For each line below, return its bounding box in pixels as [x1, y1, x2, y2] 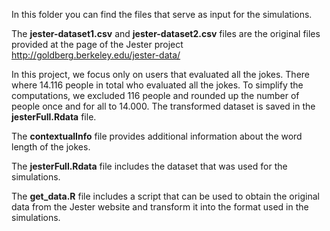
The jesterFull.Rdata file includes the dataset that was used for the [11, 160, 288, 172]
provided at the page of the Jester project [11, 39, 184, 50]
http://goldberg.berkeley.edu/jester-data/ [11, 49, 181, 61]
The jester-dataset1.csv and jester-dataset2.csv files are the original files [11, 28, 321, 39]
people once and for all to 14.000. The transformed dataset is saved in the [11, 100, 316, 112]
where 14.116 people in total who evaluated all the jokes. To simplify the [11, 79, 304, 91]
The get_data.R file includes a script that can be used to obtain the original [11, 190, 320, 202]
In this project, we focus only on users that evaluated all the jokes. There [11, 69, 311, 80]
